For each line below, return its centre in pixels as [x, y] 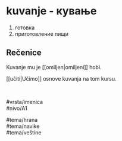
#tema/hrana [22, 119]
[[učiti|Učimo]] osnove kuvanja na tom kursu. [61, 78]
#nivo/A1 [17, 108]
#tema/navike [23, 126]
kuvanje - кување [51, 11]
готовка [25, 27]
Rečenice [24, 53]
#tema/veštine [24, 132]
